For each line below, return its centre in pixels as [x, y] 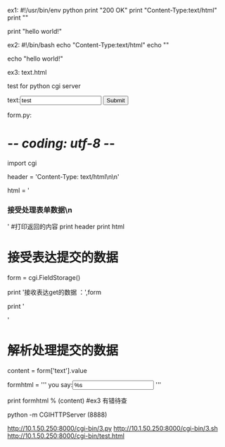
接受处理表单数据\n [40, 209]
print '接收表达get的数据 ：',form [54, 293]
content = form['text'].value [47, 371]
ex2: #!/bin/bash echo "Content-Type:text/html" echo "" [88, 45]
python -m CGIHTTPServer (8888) [57, 415]
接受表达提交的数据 [63, 258]
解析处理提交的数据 [63, 351]
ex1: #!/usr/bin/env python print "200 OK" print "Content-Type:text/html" [112, 10]
